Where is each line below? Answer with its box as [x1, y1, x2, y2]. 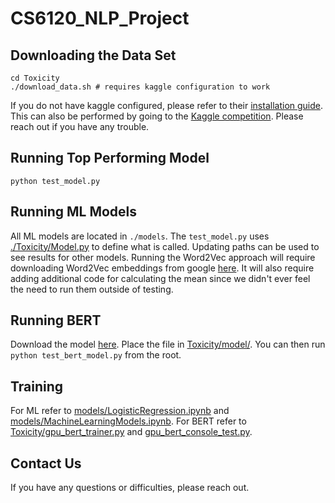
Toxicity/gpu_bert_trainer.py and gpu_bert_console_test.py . [10, 426, 253, 438]
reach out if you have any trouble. [10, 121, 150, 132]
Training [10, 378, 64, 395]
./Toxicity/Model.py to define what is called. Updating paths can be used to [10, 240, 320, 252]
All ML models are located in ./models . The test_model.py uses [10, 230, 270, 242]
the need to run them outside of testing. [10, 283, 174, 295]
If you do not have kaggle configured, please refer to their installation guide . [10, 100, 324, 111]
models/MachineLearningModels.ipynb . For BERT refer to [10, 415, 247, 427]
